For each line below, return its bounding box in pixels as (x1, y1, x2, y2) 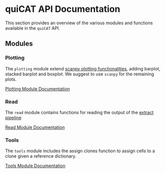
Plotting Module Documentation (5, 86, 71, 92)
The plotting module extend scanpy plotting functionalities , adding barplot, (5, 65, 161, 71)
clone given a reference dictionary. (5, 153, 77, 159)
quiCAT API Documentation (5, 3, 120, 15)
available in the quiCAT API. (5, 25, 60, 31)
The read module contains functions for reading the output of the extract (5, 109, 154, 115)
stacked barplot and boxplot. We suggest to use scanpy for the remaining (5, 71, 154, 77)
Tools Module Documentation (5, 163, 66, 169)
